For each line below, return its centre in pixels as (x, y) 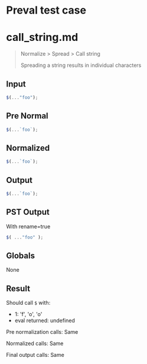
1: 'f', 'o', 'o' (28, 314)
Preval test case (46, 10)
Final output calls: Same (35, 355)
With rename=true (28, 226)
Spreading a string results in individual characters (81, 65)
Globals (21, 255)
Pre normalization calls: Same (42, 332)
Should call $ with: (28, 303)
